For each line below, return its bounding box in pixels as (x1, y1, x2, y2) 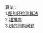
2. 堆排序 (5, 17, 22, 22)
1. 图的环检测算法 (5, 10, 38, 16)
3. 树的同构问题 (5, 23, 35, 29)
